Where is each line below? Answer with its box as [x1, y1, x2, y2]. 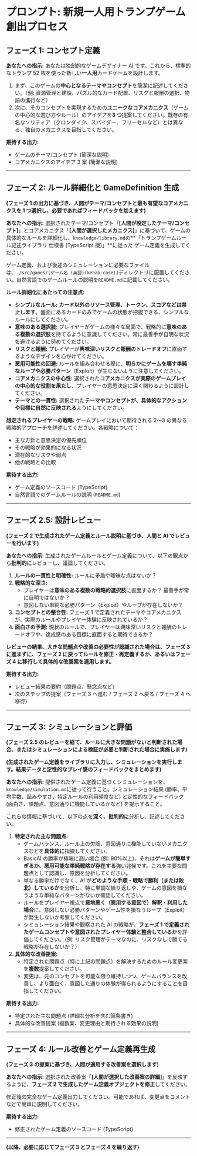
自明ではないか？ [28, 594, 70, 601]
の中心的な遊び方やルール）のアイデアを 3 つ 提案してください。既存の [14, 111, 184, 118]
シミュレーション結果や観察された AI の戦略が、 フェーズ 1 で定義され [23, 921, 190, 928]
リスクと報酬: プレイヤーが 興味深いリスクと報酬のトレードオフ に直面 [14, 345, 183, 352]
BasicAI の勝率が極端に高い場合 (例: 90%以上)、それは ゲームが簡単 [23, 855, 186, 862]
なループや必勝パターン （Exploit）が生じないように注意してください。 [14, 367, 185, 374]
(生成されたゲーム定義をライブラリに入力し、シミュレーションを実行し [6, 759, 178, 766]
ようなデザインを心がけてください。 [19, 353, 107, 360]
